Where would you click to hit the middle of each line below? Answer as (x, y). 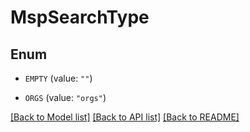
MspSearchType (80, 17)
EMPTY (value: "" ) (58, 78)
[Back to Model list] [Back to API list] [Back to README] (125, 117)
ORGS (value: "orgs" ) (65, 97)
